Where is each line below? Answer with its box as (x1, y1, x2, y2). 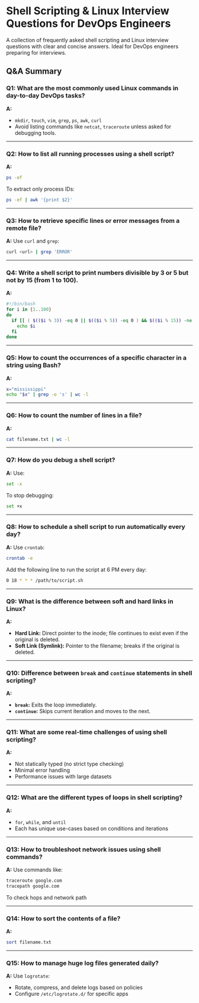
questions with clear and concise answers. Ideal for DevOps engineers (6, 43, 179, 50)
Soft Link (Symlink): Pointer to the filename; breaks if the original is (14, 642, 179, 649)
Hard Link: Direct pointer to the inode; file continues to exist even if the (14, 629, 188, 636)
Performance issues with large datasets (14, 773, 112, 780)
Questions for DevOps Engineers (6, 17, 171, 30)
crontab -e (6, 555, 33, 561)
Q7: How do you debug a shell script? (6, 456, 115, 464)
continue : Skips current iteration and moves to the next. (14, 708, 151, 715)
